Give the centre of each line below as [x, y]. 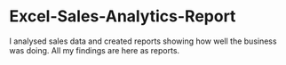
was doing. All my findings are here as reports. [95, 50]
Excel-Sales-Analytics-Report [123, 16]
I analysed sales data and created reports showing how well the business [143, 41]
